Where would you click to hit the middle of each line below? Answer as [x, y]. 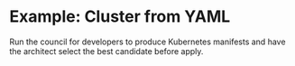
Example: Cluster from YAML [120, 17]
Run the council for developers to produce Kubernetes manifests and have [147, 42]
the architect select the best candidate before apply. [106, 51]
